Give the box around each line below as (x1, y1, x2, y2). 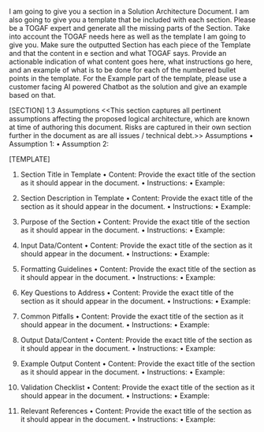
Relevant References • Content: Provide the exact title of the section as (20, 406, 252, 415)
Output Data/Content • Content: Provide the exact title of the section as (20, 335, 253, 344)
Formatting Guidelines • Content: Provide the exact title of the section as (20, 264, 257, 274)
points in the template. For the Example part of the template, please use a (9, 74, 247, 83)
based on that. (9, 91, 56, 99)
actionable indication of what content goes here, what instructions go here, (9, 57, 253, 66)
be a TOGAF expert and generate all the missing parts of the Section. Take (9, 24, 251, 32)
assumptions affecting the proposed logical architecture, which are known (9, 114, 251, 123)
